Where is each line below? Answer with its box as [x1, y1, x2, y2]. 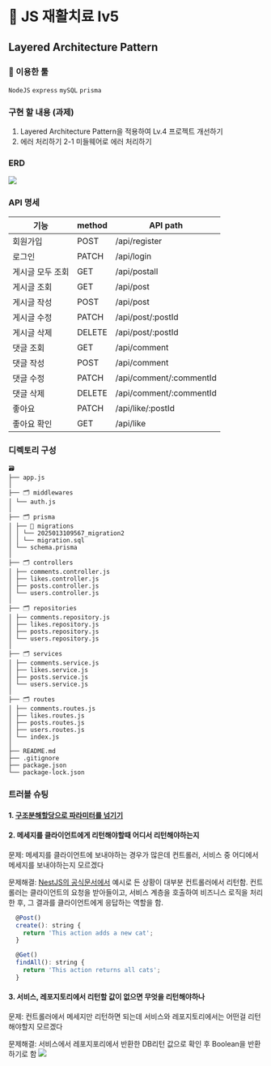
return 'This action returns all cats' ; [23, 966, 161, 974]
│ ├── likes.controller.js [8, 575, 100, 584]
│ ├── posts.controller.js [8, 582, 100, 590]
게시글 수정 [12, 311, 53, 323]
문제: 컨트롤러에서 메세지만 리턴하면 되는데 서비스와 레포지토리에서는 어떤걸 [8, 1011, 247, 1021]
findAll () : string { [15, 958, 85, 967]
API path [149, 220, 184, 231]
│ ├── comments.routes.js [8, 704, 95, 713]
